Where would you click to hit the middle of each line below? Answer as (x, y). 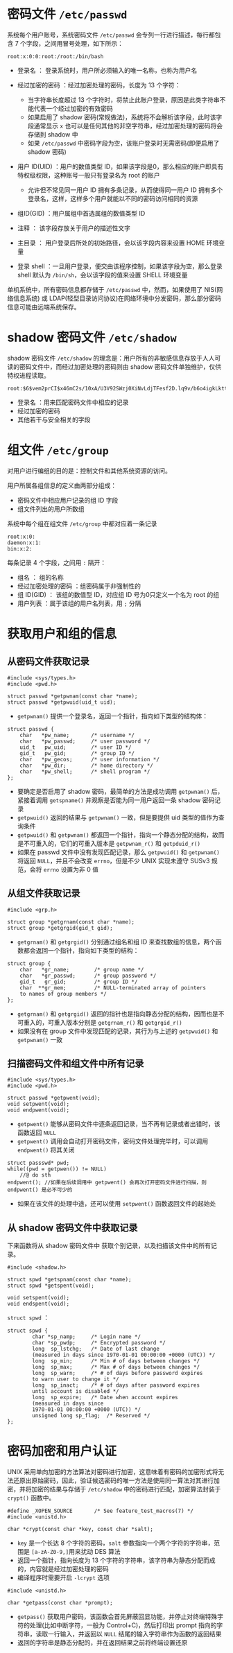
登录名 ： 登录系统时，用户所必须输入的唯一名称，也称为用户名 (107, 70)
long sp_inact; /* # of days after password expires (116, 1385)
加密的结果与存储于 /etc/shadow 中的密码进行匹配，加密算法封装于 (126, 1489)
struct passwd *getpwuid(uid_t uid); (62, 702)
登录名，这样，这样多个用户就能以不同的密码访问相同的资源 (113, 198)
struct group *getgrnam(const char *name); (71, 922)
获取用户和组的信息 (62, 634)
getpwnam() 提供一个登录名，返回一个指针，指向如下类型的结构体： (113, 716)
